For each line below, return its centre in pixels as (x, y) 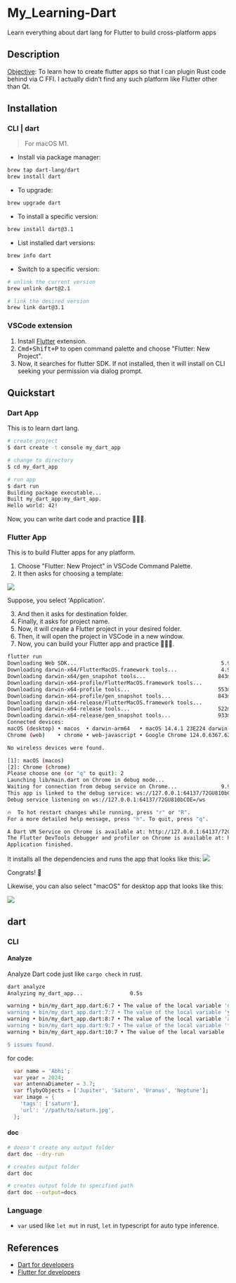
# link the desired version (48, 301)
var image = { (34, 1098)
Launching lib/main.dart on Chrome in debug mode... (86, 780)
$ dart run (23, 486)
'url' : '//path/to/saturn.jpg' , (67, 1110)
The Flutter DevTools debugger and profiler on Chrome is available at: (116, 838)
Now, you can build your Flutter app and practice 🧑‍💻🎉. (96, 644)
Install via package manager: (59, 157)
